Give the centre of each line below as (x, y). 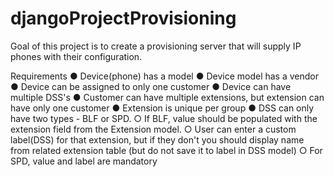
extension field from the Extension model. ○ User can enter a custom (153, 129)
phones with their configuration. (76, 56)
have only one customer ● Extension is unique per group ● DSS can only (162, 108)
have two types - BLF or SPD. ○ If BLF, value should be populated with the (164, 118)
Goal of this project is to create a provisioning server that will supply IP (156, 46)
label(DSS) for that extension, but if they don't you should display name (157, 139)
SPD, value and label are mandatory (84, 161)
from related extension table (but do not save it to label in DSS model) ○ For (166, 150)
